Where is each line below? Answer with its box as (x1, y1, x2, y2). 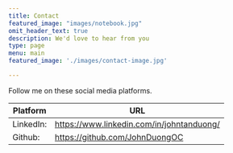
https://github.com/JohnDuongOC (54, 131, 184, 143)
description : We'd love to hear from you (8, 34, 150, 43)
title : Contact (8, 11, 60, 20)
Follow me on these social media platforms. (8, 85, 152, 95)
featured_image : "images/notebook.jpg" (8, 19, 143, 27)
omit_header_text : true (8, 27, 89, 35)
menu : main (8, 49, 45, 57)
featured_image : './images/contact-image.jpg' (8, 57, 168, 65)
